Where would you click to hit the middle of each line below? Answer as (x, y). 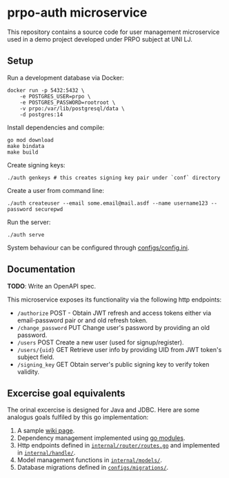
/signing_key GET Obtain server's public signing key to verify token (113, 364)
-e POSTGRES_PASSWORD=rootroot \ (68, 102)
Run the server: (29, 222)
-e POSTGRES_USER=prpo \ (55, 96)
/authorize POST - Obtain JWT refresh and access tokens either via (114, 313)
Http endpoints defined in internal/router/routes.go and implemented (118, 445)
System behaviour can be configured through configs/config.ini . (98, 248)
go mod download (30, 140)
